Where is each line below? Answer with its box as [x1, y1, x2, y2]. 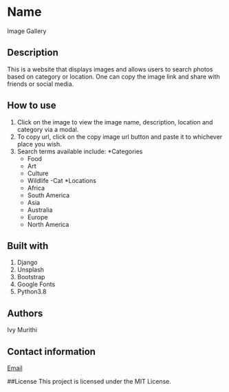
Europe [27, 213, 48, 221]
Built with [7, 240, 49, 252]
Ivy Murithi [7, 326, 38, 334]
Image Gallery [7, 27, 47, 35]
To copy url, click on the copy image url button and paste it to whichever [17, 132, 223, 141]
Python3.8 [17, 287, 47, 296]
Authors [7, 307, 43, 319]
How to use [7, 100, 56, 111]
